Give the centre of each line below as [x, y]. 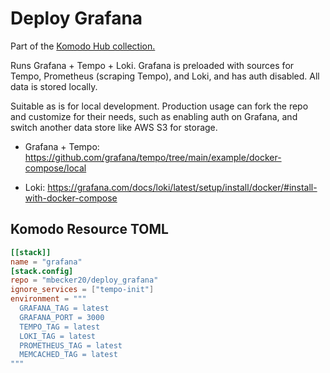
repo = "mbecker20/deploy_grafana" [84, 280]
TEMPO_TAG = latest [60, 327]
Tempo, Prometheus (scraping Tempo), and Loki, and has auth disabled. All [165, 76]
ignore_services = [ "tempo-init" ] [82, 290]
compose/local [55, 168]
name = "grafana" [46, 262]
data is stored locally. [54, 86]
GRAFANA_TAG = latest [64, 308]
